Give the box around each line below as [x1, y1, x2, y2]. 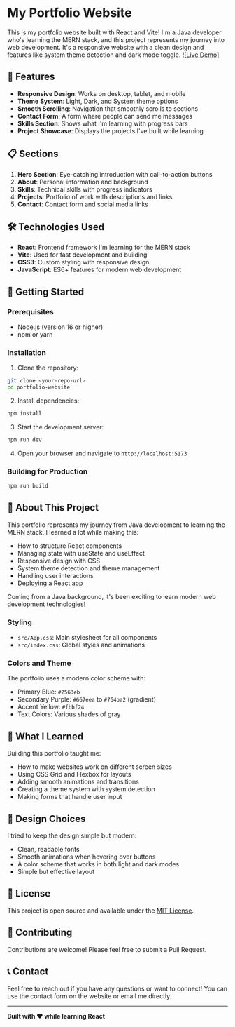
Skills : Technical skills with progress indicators [17, 184, 152, 194]
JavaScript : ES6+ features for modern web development [17, 265, 182, 274]
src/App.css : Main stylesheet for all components [17, 633, 157, 642]
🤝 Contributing [7, 927, 73, 939]
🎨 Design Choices [7, 812, 86, 825]
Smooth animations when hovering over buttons [17, 852, 156, 861]
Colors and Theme [7, 658, 71, 668]
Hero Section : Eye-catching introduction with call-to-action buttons [17, 170, 213, 178]
